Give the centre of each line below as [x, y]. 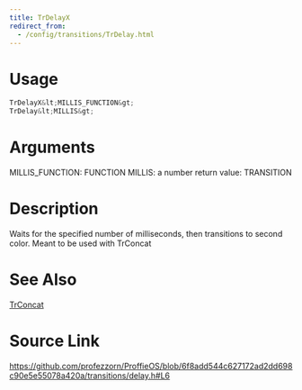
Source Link [55, 341]
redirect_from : [38, 26]
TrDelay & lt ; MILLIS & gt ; [52, 112]
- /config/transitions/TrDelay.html [86, 34]
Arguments [53, 147]
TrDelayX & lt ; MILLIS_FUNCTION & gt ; [72, 103]
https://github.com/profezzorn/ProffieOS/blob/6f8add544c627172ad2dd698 [151, 366]
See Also [43, 280]
